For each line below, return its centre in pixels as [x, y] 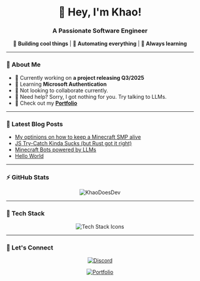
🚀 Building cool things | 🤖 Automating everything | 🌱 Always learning [100, 43]
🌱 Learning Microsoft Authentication [61, 84]
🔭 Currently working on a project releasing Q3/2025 [79, 77]
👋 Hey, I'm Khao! [100, 12]
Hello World [29, 156]
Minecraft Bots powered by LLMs [55, 150]
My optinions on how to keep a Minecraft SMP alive [78, 137]
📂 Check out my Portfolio [46, 103]
